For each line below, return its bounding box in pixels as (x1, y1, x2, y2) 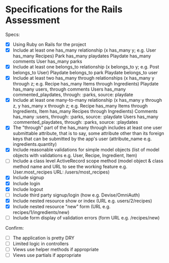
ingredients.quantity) (12, 141, 57, 147)
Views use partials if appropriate (12, 252, 81, 258)
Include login (12, 180, 40, 186)
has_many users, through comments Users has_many (12, 86, 126, 93)
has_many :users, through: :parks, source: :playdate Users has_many (12, 114, 159, 120)
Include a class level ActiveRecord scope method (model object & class (12, 158, 164, 164)
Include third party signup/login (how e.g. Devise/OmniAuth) (12, 192, 140, 198)
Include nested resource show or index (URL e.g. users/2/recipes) (12, 198, 153, 204)
